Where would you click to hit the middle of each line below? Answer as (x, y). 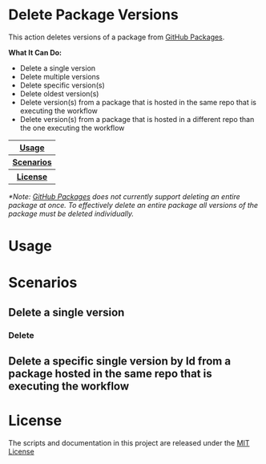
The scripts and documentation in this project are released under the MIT (129, 442)
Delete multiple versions (60, 76)
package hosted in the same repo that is (110, 374)
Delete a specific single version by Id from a (119, 362)
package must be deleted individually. (71, 214)
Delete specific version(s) (62, 85)
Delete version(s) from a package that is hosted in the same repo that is (138, 102)
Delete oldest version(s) (59, 93)
